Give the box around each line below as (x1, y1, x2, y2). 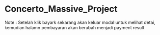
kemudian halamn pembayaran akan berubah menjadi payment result (4, 24, 145, 30)
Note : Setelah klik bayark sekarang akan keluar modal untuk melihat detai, (4, 19, 156, 25)
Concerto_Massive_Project (4, 3, 118, 15)
